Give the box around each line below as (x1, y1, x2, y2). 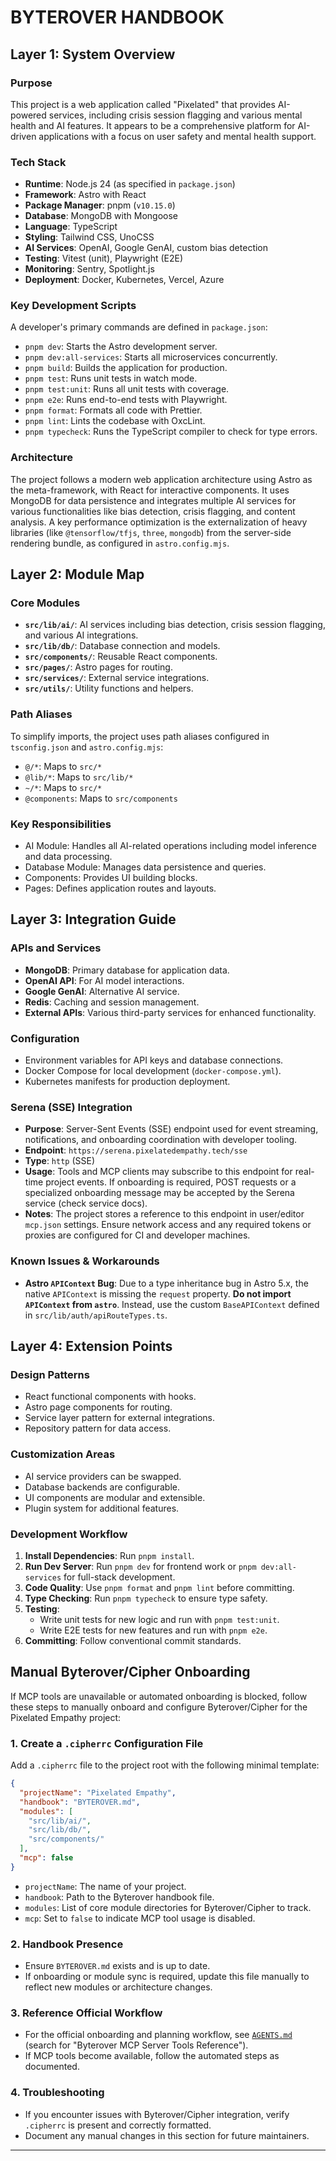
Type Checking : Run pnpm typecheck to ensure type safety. (24, 1592, 268, 1604)
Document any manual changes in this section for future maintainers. (24, 2129, 310, 2141)
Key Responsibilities (10, 817, 112, 831)
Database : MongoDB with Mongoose (24, 210, 178, 222)
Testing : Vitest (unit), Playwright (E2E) (24, 252, 184, 265)
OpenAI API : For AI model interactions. (24, 974, 185, 986)
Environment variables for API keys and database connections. (24, 1054, 284, 1066)
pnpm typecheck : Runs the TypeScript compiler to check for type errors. (24, 426, 318, 438)
